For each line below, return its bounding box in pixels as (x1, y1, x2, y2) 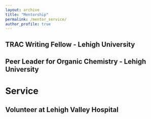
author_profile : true (5, 21, 51, 27)
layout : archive (5, 7, 40, 13)
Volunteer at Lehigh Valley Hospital (5, 105, 119, 114)
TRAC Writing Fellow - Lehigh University (5, 40, 135, 48)
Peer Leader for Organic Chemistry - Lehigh (5, 57, 146, 66)
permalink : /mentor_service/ (5, 17, 67, 22)
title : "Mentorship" (5, 12, 49, 17)
